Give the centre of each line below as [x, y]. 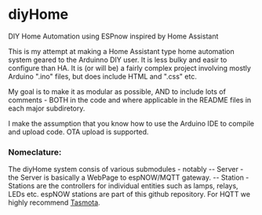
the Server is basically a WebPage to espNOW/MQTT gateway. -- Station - [129, 177]
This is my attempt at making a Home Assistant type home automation [122, 51]
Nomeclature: [35, 152]
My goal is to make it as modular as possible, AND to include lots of [117, 91]
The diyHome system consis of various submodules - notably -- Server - [126, 169]
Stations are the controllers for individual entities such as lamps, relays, [123, 186]
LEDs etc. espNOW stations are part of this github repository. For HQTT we [129, 195]
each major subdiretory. [47, 108]
